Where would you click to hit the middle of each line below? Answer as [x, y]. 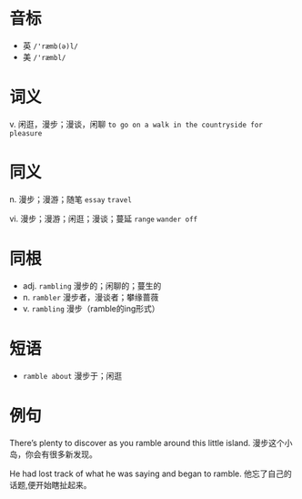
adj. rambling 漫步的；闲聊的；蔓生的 [92, 285]
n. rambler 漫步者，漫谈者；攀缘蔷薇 [91, 297]
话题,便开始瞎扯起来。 [51, 484]
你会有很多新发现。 [61, 454]
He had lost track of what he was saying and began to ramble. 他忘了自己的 [151, 474]
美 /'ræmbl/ [44, 56]
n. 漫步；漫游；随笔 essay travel [70, 199]
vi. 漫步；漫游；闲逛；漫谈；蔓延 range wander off [104, 219]
